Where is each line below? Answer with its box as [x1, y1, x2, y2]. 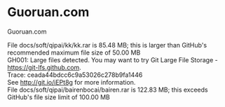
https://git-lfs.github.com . [7, 63, 82, 71]
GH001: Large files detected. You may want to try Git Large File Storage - [7, 55, 219, 64]
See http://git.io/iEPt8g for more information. [7, 78, 136, 86]
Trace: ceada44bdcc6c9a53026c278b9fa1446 [7, 71, 143, 79]
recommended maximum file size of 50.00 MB [7, 48, 141, 57]
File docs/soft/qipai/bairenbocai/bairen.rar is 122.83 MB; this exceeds [7, 85, 208, 94]
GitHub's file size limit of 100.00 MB [7, 92, 111, 101]
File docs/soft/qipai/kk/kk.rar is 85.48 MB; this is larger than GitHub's [7, 41, 207, 49]
